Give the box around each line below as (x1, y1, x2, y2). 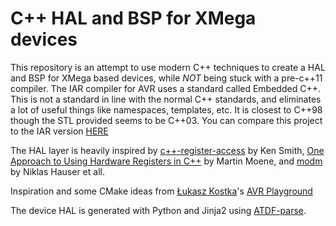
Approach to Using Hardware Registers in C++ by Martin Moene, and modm (10, 155, 323, 167)
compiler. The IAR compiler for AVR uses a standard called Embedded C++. (10, 82, 321, 94)
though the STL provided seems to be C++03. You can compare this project (10, 114, 323, 126)
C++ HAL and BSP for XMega (10, 7, 257, 30)
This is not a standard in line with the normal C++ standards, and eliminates (10, 93, 322, 105)
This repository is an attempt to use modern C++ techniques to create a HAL (10, 61, 326, 73)
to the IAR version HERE (10, 125, 109, 137)
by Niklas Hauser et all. (10, 165, 105, 177)
